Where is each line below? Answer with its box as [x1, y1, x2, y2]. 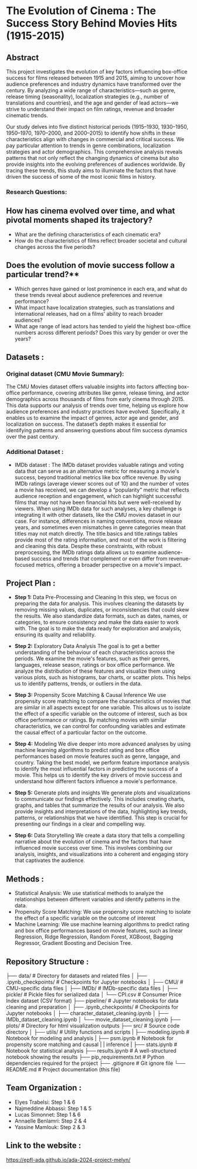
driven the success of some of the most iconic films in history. [6, 173, 157, 180]
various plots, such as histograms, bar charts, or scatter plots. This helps [14, 674, 191, 681]
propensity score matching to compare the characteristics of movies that [14, 698, 191, 705]
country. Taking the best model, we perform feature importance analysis [14, 759, 189, 766]
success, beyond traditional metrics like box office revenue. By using [14, 473, 181, 480]
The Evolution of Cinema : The [6, 4, 157, 18]
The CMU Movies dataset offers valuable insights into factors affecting [6, 383, 177, 390]
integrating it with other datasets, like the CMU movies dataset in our [14, 511, 181, 518]
